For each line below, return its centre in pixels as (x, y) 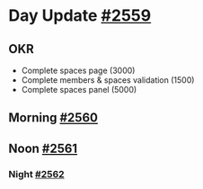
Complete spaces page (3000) (78, 70)
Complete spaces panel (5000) (79, 90)
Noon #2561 (43, 148)
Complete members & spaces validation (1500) (108, 80)
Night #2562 (36, 174)
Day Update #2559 (80, 16)
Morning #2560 (53, 118)
